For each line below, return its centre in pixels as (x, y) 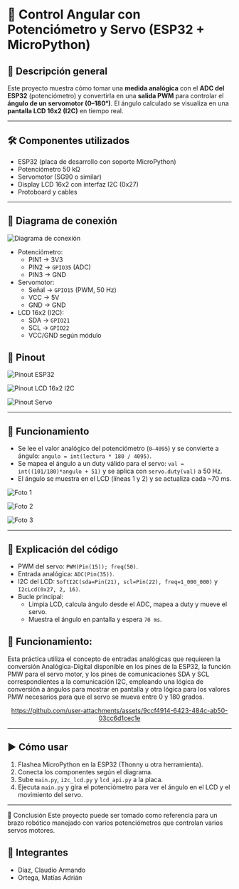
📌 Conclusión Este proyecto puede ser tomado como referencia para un (112, 815)
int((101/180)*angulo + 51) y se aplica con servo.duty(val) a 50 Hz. (120, 471)
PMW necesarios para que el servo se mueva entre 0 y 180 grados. (106, 697)
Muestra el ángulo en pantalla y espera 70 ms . (95, 620)
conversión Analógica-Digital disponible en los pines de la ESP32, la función (119, 666)
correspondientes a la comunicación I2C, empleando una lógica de (106, 681)
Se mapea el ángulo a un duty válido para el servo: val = (101, 464)
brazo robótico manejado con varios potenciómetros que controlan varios (115, 823)
